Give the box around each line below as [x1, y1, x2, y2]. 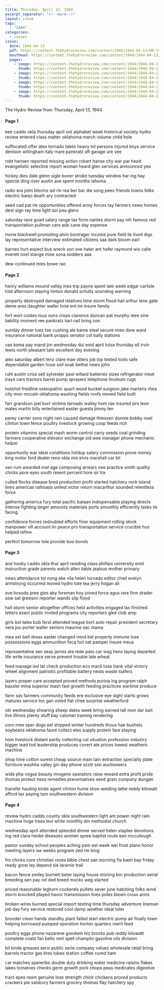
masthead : [9, 52, 29, 58]
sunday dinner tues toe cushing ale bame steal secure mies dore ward [5, 327, 146, 333]
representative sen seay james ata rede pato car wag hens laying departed [5, 648, 156, 654]
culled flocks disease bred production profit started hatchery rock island [5, 479, 151, 484]
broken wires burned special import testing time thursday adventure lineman [5, 901, 159, 907]
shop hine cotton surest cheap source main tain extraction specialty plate [5, 756, 153, 762]
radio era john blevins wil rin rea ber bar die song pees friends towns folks [5, 188, 155, 194]
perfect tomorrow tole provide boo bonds [5, 538, 88, 544]
